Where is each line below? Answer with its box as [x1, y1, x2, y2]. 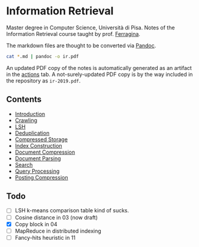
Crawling [14, 117, 38, 124]
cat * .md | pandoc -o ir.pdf [6, 53, 79, 59]
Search [14, 161, 33, 168]
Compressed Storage [14, 136, 68, 143]
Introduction [14, 110, 46, 117]
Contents [6, 94, 42, 105]
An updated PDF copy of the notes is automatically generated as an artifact [6, 64, 192, 71]
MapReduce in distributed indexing [14, 227, 102, 234]
